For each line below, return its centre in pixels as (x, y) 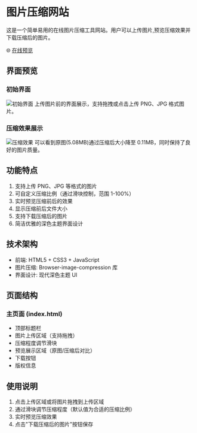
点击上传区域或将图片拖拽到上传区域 (59, 402)
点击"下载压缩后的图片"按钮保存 (54, 424)
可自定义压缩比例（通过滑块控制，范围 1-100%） (74, 193)
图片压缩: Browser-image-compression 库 (66, 267)
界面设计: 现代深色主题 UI (46, 275)
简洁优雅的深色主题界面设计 (49, 223)
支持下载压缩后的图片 (41, 216)
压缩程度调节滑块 (36, 343)
